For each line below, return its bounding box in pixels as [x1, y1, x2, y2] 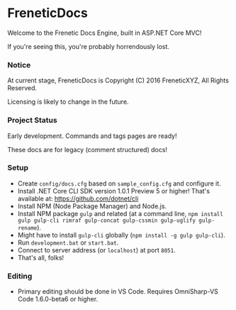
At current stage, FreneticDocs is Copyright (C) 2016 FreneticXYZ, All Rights [7, 76, 229, 85]
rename [17, 224, 38, 232]
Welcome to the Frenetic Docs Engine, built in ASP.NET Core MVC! [7, 28, 202, 37]
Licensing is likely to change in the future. [7, 97, 129, 106]
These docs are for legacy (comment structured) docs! [7, 145, 168, 154]
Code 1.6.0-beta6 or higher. [17, 295, 99, 304]
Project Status [7, 115, 58, 125]
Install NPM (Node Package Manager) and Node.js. [17, 201, 167, 210]
